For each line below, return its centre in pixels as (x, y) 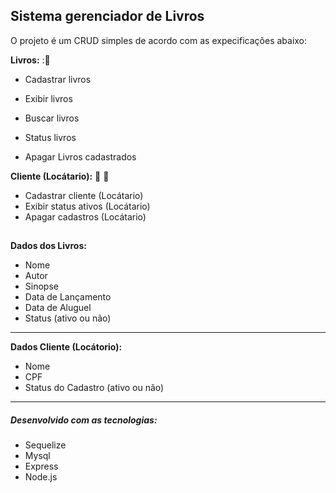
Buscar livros (52, 118)
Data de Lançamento (68, 297)
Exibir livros (48, 98)
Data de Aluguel (58, 308)
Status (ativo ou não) (68, 318)
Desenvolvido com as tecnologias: (84, 420)
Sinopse (41, 286)
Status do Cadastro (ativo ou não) (94, 388)
